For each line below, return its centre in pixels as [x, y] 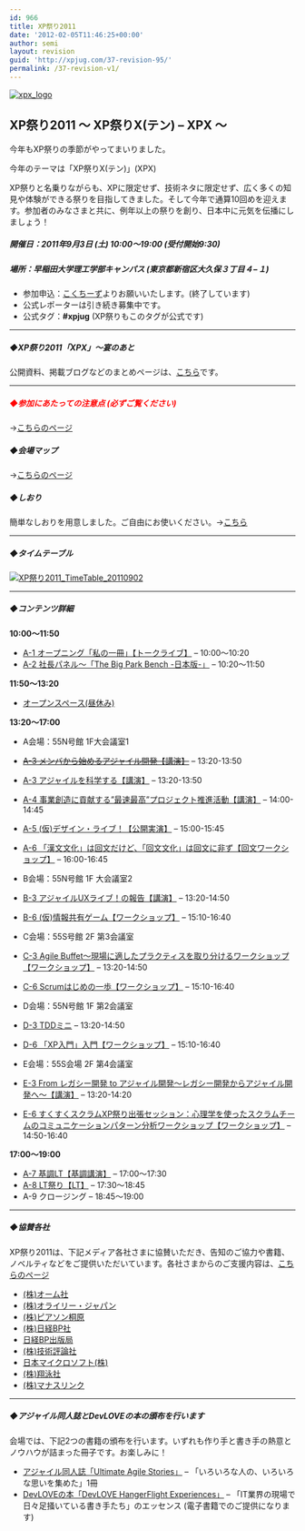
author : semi [34, 43]
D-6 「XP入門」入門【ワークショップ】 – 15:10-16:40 [121, 1044]
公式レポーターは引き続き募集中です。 [94, 305]
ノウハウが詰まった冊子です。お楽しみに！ [89, 1452]
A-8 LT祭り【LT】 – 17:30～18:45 [84, 1184]
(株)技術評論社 [49, 1351]
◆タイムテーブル [41, 553]
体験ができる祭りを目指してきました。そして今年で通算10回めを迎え [152, 199]
